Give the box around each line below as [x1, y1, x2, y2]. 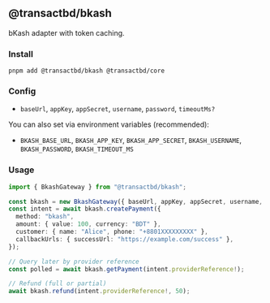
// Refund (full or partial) [8, 279, 107, 288]
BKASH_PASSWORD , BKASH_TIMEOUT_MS [19, 144, 134, 154]
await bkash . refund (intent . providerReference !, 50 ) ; [8, 288, 191, 296]
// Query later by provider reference [8, 258, 139, 266]
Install [8, 48, 34, 59]
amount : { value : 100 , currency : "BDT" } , [15, 220, 161, 228]
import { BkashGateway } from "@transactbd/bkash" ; [8, 183, 186, 191]
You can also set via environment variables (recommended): [8, 119, 209, 129]
